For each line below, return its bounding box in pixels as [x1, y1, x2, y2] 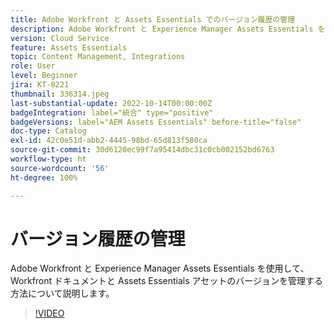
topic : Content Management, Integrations [10, 52, 186, 62]
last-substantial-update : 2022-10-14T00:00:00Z [10, 98, 213, 108]
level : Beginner [10, 71, 78, 81]
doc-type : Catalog [10, 126, 87, 136]
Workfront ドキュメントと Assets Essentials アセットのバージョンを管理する [10, 275, 323, 287]
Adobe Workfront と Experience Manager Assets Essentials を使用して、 [10, 262, 310, 275]
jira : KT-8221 [10, 80, 70, 90]
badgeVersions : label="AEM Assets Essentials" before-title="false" [10, 117, 302, 127]
